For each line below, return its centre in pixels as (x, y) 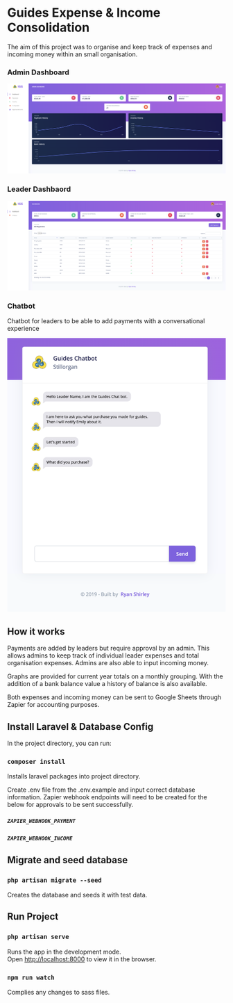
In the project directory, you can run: (59, 743)
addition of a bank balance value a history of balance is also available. (107, 684)
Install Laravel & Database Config (80, 727)
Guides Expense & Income (84, 13)
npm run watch (31, 977)
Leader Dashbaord (39, 189)
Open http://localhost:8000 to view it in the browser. (82, 959)
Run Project (33, 916)
